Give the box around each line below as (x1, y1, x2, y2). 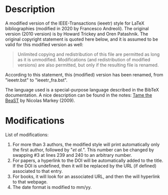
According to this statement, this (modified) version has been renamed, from (5, 71, 163, 77)
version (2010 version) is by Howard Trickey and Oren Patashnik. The (5, 31, 148, 37)
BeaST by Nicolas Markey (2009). (5, 97, 75, 104)
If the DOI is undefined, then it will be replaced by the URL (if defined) (12, 162, 157, 169)
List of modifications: (5, 132, 49, 138)
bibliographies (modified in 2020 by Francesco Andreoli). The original (5, 25, 149, 31)
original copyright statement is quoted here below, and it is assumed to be (5, 36, 158, 42)
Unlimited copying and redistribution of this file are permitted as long (17, 51, 160, 57)
